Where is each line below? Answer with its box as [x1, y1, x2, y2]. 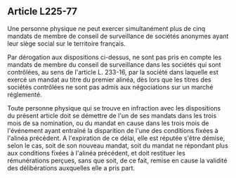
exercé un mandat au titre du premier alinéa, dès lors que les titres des [7, 75, 212, 84]
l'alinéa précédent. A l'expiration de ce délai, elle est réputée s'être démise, [7, 134, 225, 142]
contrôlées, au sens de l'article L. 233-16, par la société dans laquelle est [7, 68, 219, 76]
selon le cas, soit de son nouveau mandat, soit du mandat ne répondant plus [7, 141, 228, 150]
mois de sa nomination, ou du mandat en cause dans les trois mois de [7, 119, 209, 127]
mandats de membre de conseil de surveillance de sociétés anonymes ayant [7, 32, 229, 40]
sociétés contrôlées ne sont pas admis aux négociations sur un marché [7, 82, 214, 91]
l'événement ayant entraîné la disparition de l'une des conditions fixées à [7, 126, 219, 134]
